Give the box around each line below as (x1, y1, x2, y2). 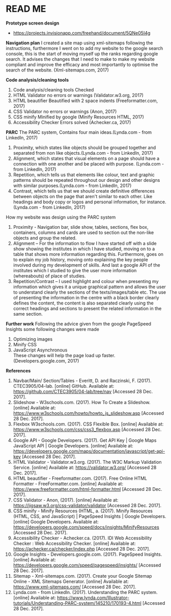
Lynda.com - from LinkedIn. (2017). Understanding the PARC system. (13, 589, 158, 595)
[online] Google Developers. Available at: (13, 518, 99, 525)
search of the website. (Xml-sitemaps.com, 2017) (6, 67, 109, 73)
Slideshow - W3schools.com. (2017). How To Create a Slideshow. (13, 399, 151, 405)
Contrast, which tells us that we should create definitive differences (13, 187, 155, 194)
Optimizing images (13, 336, 53, 342)
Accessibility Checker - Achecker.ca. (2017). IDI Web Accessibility (13, 535, 152, 541)
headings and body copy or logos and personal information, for (13, 199, 147, 205)
